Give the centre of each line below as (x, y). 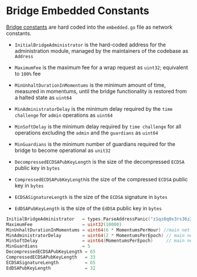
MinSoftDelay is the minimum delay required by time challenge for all (98, 126)
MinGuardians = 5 (48, 246)
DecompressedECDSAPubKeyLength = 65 (51, 252)
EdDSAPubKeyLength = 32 (51, 268)
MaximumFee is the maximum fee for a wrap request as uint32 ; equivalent (101, 67)
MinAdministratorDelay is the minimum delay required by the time (94, 109)
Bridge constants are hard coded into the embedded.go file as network (89, 27)
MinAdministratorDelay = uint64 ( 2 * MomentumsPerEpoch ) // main (95, 235)
